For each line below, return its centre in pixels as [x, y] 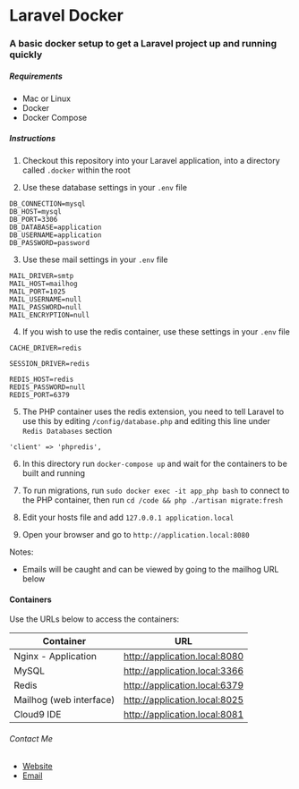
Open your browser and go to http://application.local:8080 [136, 535]
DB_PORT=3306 [34, 220]
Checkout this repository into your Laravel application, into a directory [151, 161]
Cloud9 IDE [38, 715]
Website [38, 767]
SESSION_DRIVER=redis [50, 364]
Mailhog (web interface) [64, 700]
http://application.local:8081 [184, 715]
